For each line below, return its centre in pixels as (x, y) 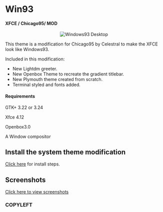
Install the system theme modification (65, 152)
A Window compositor (28, 136)
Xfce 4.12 (15, 117)
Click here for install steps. (32, 164)
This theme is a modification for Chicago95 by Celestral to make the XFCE (82, 44)
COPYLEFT (19, 205)
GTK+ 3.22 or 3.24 (24, 107)
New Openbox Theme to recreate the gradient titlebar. (68, 74)
